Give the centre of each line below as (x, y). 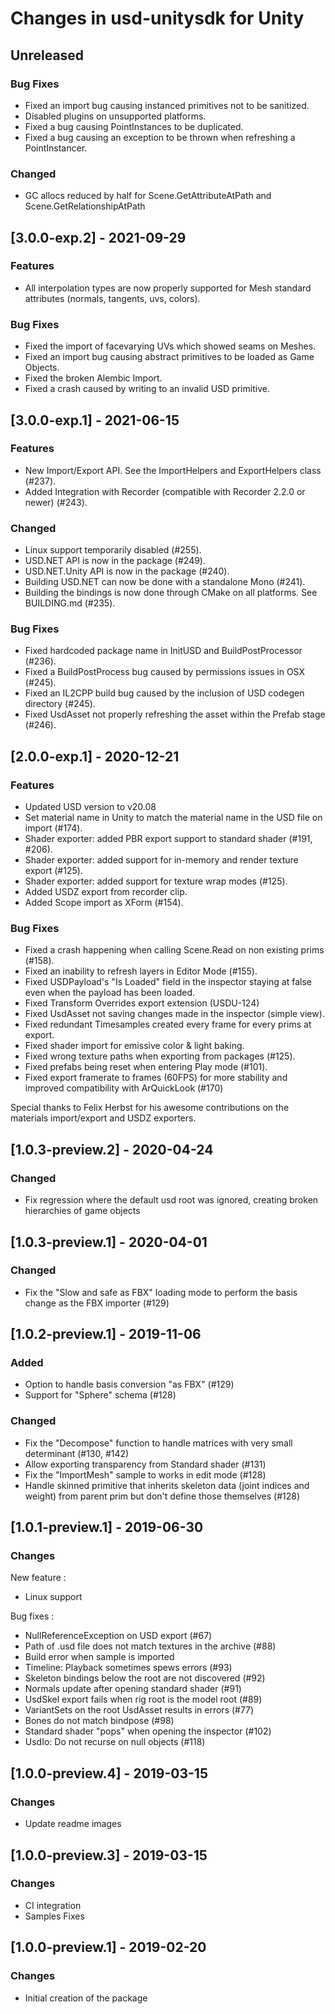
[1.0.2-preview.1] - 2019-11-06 (106, 1334)
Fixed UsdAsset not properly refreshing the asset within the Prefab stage (175, 714)
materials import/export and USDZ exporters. (103, 1118)
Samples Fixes (54, 1916)
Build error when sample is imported (99, 1657)
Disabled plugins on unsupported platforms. (115, 116)
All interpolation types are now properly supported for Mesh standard (168, 288)
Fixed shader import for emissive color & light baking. (134, 1046)
